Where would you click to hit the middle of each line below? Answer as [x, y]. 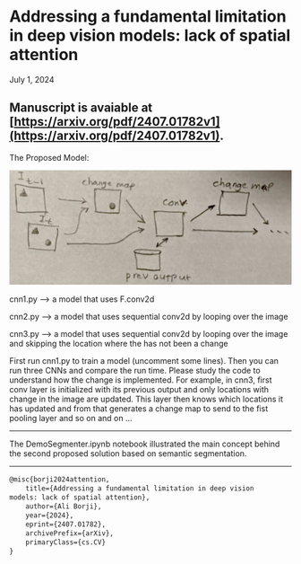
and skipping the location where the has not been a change [119, 344]
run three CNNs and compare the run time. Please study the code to [135, 371]
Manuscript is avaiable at [81, 108]
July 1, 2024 [32, 79]
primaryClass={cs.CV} [65, 542]
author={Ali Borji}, [64, 507]
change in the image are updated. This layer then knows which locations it [146, 399]
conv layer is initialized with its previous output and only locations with [139, 390]
